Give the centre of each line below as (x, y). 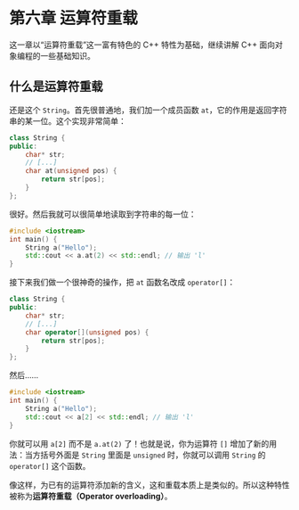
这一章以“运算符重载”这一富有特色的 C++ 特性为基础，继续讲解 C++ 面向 (142, 45)
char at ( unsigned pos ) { (71, 171)
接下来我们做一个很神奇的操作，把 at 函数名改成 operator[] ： (122, 283)
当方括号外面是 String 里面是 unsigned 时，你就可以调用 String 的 (145, 455)
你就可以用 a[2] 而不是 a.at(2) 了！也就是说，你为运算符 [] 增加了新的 (139, 443)
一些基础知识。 (67, 55)
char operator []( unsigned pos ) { (87, 332)
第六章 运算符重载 (73, 18)
